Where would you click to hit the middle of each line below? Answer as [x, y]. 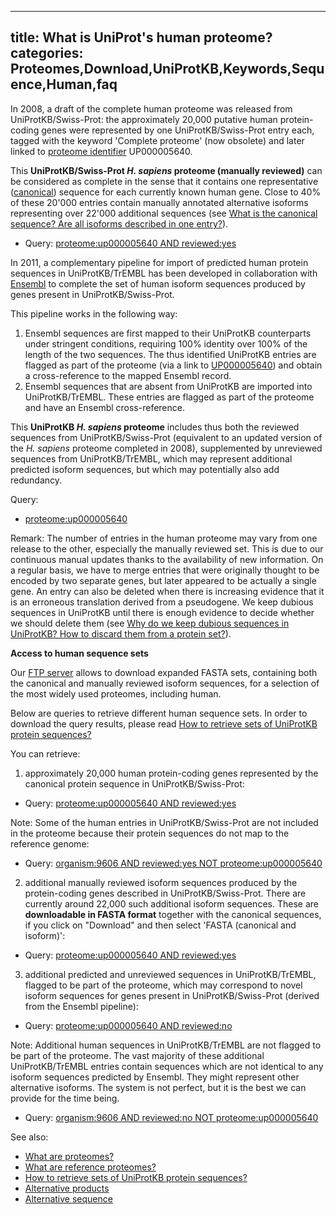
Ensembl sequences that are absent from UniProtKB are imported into [168, 386]
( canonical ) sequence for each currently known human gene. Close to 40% [166, 192]
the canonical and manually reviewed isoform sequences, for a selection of [165, 683]
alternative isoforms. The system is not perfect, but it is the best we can [158, 1087]
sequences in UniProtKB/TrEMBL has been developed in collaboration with [164, 273]
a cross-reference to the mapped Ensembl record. [128, 375]
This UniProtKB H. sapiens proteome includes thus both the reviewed [155, 427]
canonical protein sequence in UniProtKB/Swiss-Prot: [134, 783]
